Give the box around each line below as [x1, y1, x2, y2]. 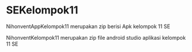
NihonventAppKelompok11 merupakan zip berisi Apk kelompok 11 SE [6, 23, 171, 30]
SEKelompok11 [6, 4, 78, 17]
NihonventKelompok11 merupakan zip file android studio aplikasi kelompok [6, 34, 186, 41]
